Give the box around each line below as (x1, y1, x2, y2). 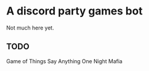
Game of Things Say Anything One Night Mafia (6, 57, 122, 64)
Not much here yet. (6, 24, 54, 31)
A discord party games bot (6, 4, 143, 18)
